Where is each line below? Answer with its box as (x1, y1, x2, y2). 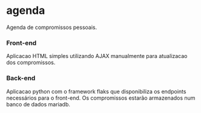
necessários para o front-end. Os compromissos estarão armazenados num (6, 94, 196, 102)
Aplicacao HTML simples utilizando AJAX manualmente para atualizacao (6, 53, 188, 60)
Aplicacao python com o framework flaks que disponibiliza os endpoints (6, 88, 186, 95)
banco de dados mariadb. (6, 100, 71, 108)
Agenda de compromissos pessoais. (6, 24, 97, 31)
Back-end (6, 74, 36, 82)
